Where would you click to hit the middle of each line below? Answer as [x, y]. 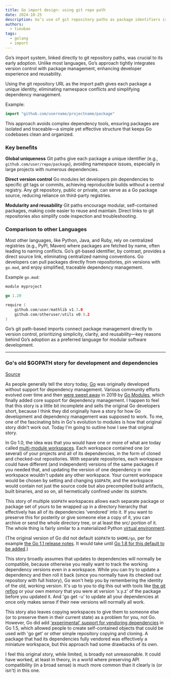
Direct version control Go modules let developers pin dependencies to [80, 179]
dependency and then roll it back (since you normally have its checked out [83, 575]
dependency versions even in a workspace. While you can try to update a [82, 569]
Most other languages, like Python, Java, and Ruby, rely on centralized [79, 240]
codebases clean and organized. [39, 134]
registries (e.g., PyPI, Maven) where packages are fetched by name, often [83, 246]
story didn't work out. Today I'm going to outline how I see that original [79, 427]
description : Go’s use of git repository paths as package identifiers [83, 19]
